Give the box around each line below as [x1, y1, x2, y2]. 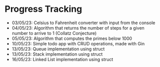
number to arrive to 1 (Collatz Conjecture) [11, 30, 97, 36]
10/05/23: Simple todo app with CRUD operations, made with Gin [11, 40, 145, 46]
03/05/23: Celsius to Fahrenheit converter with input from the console [11, 20, 156, 26]
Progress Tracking [4, 3, 82, 15]
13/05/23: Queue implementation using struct [11, 46, 105, 52]
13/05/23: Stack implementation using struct [11, 51, 103, 57]
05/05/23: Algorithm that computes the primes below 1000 [11, 35, 132, 41]
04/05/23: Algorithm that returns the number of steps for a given [11, 25, 145, 31]
